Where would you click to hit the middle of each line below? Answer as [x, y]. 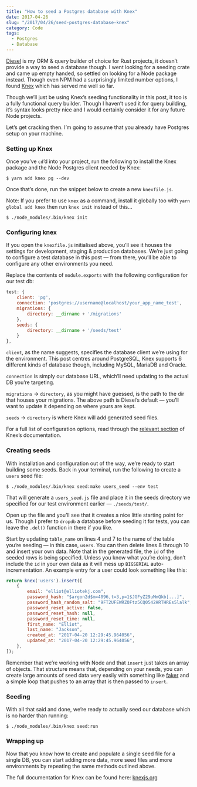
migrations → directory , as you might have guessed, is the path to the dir [95, 394]
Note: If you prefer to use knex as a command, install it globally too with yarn [98, 201]
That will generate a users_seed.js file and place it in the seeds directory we [98, 497]
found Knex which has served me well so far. [60, 86]
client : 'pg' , [34, 298]
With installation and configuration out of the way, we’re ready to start [90, 463]
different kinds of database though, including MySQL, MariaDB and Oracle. [96, 365]
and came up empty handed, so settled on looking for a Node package [91, 73]
